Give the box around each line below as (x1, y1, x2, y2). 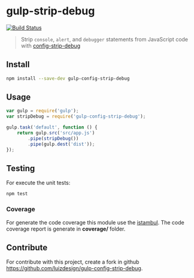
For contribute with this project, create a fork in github (6, 258, 140, 265)
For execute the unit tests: (6, 179, 71, 187)
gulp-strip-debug (6, 4, 95, 18)
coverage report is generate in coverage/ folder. (6, 225, 126, 232)
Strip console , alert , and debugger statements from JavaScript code (20, 35, 189, 43)
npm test (6, 191, 28, 197)
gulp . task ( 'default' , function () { (6, 124, 98, 130)
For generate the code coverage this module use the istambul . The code (6, 219, 184, 226)
